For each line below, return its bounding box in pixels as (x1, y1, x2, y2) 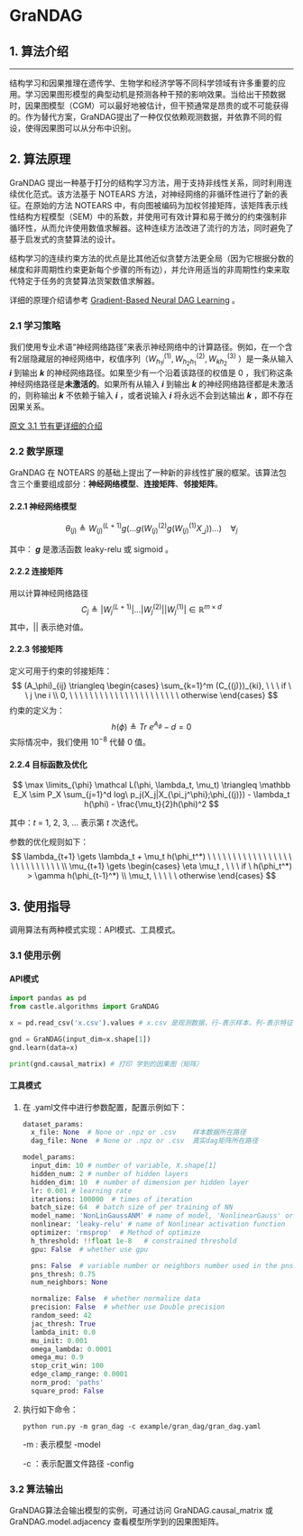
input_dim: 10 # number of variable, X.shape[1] (31, 1161, 217, 1171)
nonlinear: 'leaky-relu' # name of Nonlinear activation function (31, 1219, 286, 1229)
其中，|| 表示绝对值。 (9, 621, 88, 632)
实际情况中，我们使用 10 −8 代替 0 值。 (9, 735, 151, 748)
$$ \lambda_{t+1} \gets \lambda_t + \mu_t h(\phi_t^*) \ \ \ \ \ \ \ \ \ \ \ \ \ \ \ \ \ (11, 851, 292, 862)
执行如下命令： (22, 1403, 78, 1414)
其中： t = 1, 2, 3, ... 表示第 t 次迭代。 (9, 817, 143, 828)
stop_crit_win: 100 (31, 1361, 104, 1371)
